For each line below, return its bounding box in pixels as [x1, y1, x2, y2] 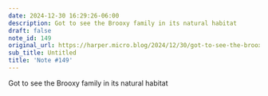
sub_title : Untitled [8, 49, 77, 57]
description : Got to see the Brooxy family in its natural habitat [8, 19, 238, 27]
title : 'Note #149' [8, 57, 73, 65]
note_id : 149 [8, 34, 52, 42]
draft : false [8, 26, 52, 34]
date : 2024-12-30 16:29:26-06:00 [8, 11, 120, 20]
